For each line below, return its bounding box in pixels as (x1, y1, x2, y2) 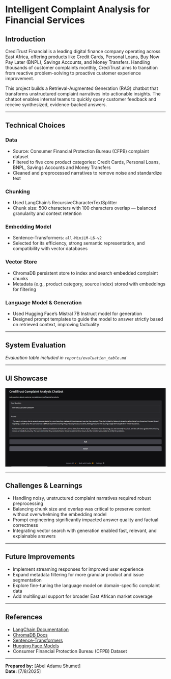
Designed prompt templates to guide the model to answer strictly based (12, 316, 163, 322)
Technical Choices (5, 121, 66, 130)
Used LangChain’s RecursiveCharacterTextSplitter (12, 199, 118, 205)
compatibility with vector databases (12, 246, 88, 252)
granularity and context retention (12, 210, 82, 216)
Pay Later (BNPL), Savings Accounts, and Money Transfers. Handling (5, 59, 150, 65)
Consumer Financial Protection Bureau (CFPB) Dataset (12, 648, 127, 654)
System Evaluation (5, 341, 66, 350)
